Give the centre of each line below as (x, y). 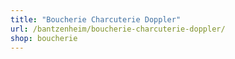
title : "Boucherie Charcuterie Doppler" (96, 19)
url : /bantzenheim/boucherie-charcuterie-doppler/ (118, 29)
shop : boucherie (44, 38)
